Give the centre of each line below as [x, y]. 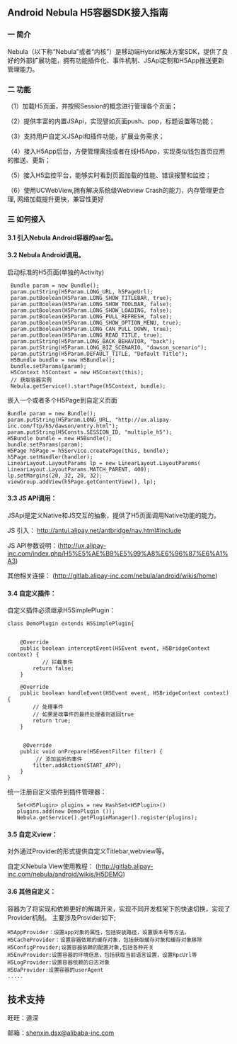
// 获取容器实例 [31, 380]
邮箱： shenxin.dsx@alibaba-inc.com [61, 1033]
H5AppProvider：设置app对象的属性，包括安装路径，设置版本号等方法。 [98, 932]
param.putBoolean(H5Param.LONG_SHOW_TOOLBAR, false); [91, 304]
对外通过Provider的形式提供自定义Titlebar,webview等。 [88, 851]
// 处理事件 [48, 707]
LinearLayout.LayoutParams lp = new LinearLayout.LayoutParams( [104, 463]
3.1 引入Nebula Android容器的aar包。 [62, 237]
